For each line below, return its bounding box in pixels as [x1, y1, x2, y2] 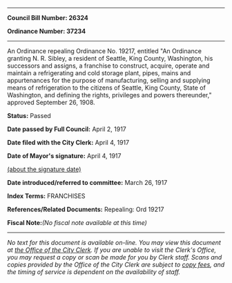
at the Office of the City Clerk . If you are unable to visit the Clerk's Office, [7, 246, 217, 254]
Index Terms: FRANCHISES [7, 192, 86, 200]
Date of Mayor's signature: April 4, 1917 [7, 152, 122, 159]
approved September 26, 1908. [7, 98, 95, 106]
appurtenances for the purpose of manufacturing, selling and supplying [7, 77, 211, 84]
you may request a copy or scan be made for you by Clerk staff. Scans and [7, 253, 222, 261]
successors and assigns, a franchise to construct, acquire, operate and [7, 61, 210, 70]
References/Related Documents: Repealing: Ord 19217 [7, 205, 164, 213]
